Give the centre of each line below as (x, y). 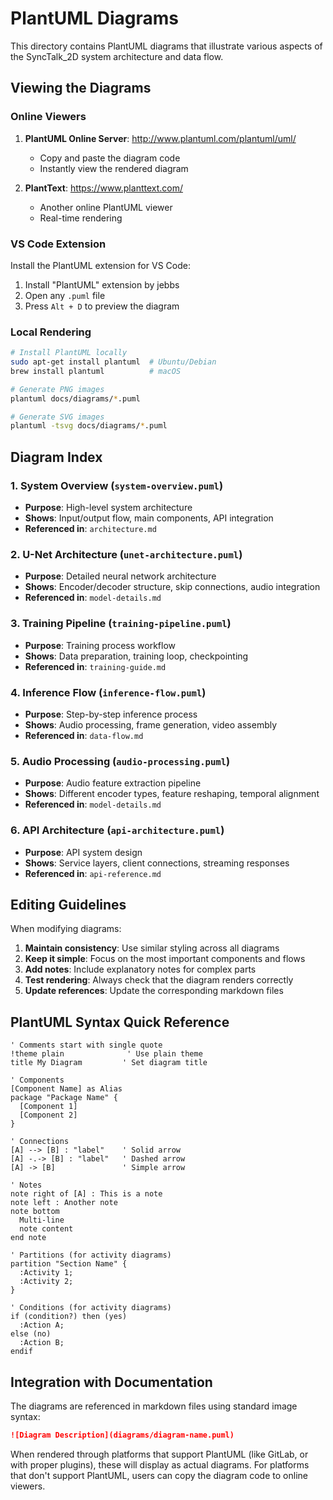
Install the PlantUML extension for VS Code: (100, 265)
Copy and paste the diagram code (110, 158)
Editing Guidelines (68, 904)
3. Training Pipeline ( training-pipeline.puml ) (121, 624)
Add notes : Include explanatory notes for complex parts (140, 969)
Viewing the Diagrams (81, 88)
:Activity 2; (46, 1282)
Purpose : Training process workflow (100, 645)
